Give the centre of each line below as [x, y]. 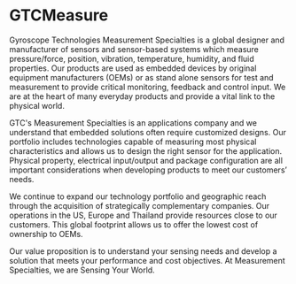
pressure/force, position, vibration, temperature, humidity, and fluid [132, 58]
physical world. [37, 105]
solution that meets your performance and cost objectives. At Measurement [147, 260]
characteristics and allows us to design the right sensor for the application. [145, 150]
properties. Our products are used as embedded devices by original [133, 68]
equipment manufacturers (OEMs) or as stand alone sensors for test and [141, 77]
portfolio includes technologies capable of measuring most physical [133, 142]
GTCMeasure [59, 15]
